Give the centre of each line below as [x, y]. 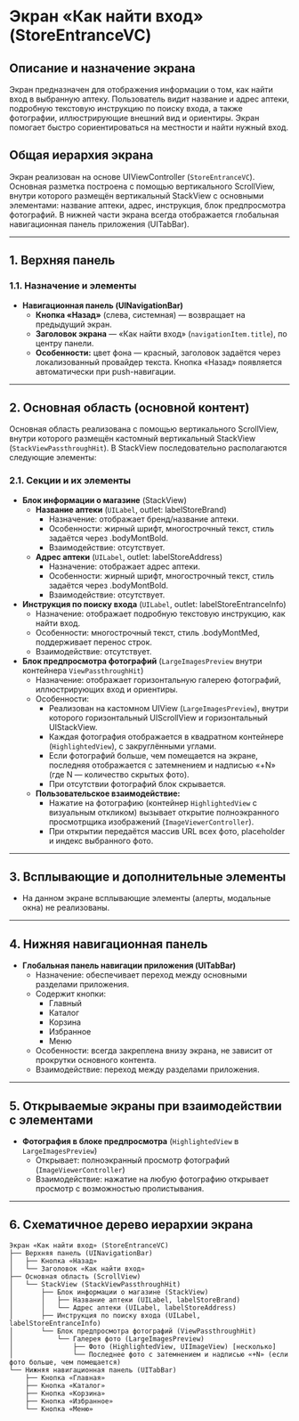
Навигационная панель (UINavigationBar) [103, 305]
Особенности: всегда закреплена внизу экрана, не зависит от [154, 1051]
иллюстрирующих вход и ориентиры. [106, 689]
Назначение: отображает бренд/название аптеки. [144, 519]
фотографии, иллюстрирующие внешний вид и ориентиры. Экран [134, 118]
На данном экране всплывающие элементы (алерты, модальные [146, 898]
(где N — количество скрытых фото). [119, 774]
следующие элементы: [53, 458]
